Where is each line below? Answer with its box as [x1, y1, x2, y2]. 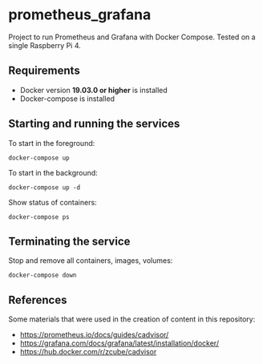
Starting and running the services [8, 117, 180, 131]
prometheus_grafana [8, 6, 152, 24]
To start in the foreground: [8, 138, 95, 148]
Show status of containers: [8, 197, 98, 207]
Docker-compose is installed [19, 94, 115, 103]
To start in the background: [8, 168, 98, 177]
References [8, 293, 67, 306]
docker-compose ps [8, 212, 70, 221]
